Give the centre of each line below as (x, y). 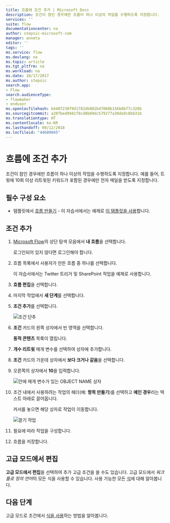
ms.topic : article (25, 62)
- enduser (16, 104)
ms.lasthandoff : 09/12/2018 (35, 128)
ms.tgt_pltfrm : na (25, 66)
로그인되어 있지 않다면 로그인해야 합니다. (53, 252)
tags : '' (15, 48)
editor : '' (17, 43)
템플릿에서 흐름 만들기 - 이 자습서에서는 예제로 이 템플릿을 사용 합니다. (82, 211)
